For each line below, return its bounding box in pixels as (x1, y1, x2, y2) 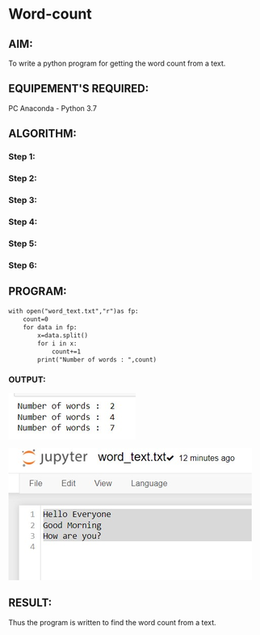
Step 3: (8, 194, 38, 205)
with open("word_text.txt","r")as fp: (8, 307, 139, 315)
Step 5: (8, 238, 38, 249)
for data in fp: (23, 323, 78, 332)
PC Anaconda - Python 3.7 (8, 103, 97, 113)
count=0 (23, 315, 48, 324)
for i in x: (37, 339, 78, 348)
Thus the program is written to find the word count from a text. (8, 617, 216, 627)
